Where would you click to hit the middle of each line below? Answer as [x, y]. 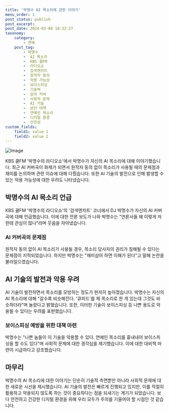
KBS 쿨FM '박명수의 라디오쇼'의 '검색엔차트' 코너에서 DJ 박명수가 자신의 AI [79, 211]
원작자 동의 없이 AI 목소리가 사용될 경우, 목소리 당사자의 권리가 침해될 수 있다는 [82, 249]
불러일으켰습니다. [22, 262]
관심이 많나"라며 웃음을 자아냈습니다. [51, 223]
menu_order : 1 [20, 15]
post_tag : [25, 47]
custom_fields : [21, 127]
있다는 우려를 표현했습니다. [46, 311]
